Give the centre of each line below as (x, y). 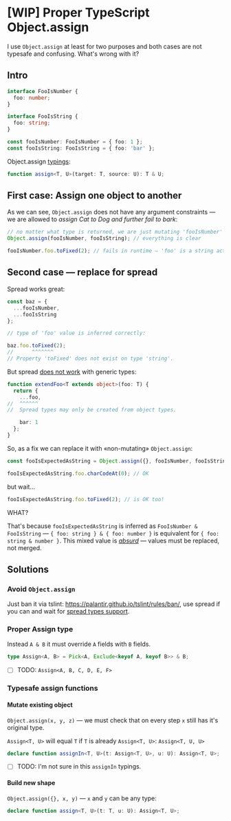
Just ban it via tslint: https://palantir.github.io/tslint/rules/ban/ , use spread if (114, 604)
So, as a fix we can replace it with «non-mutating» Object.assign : (100, 448)
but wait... (21, 487)
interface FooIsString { (43, 116)
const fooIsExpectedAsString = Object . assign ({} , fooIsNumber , (100, 461)
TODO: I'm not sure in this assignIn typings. (79, 767)
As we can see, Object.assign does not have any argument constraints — (111, 212)
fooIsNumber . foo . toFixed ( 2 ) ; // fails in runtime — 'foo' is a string (110, 251)
